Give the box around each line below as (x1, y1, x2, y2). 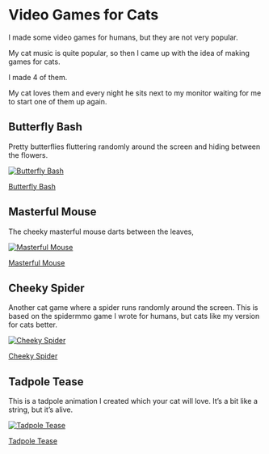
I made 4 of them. (8, 72, 68, 82)
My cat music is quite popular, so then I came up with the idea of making (8, 48, 250, 57)
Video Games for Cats (8, 6, 159, 24)
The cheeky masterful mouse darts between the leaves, (8, 227, 194, 236)
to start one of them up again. (8, 96, 107, 106)
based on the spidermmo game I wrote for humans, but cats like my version (8, 312, 260, 321)
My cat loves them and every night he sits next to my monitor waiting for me (8, 87, 262, 98)
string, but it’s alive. (8, 405, 74, 414)
